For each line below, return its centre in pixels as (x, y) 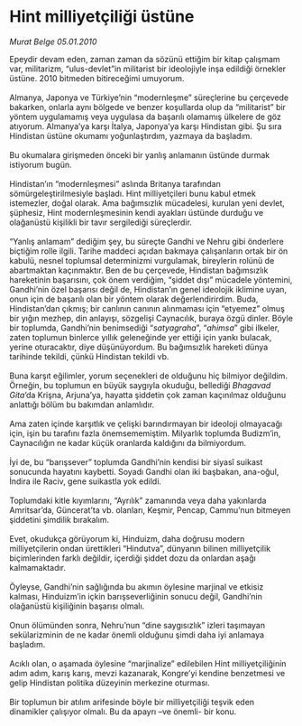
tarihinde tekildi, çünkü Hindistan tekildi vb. (89, 356)
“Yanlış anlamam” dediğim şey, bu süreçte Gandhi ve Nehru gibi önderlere (146, 241)
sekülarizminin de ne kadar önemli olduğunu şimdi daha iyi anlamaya (137, 635)
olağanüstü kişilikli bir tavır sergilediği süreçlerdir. (101, 222)
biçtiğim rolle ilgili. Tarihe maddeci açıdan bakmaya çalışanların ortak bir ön (149, 251)
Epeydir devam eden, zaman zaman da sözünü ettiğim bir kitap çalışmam (145, 59)
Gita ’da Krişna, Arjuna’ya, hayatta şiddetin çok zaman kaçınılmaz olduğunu (148, 395)
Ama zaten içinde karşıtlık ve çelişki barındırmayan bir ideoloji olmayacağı (146, 423)
